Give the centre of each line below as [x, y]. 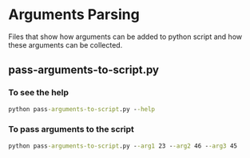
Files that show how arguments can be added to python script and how [125, 37]
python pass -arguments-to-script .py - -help [82, 109]
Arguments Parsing [74, 15]
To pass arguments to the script [71, 129]
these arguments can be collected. [65, 44]
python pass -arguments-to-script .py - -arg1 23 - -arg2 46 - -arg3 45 [123, 146]
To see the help [39, 93]
